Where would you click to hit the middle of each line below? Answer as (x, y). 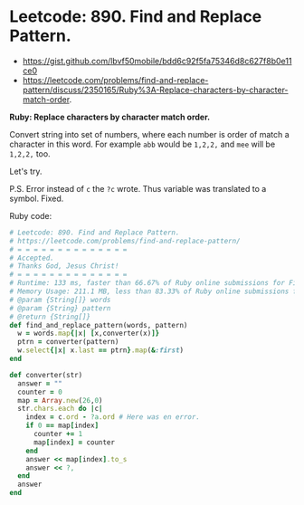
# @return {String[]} (50, 317)
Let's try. (26, 171)
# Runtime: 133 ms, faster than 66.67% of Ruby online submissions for (147, 283)
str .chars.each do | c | (60, 409)
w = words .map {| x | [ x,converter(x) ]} (89, 333)
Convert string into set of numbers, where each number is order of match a (149, 134)
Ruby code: (31, 215)
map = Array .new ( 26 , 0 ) (60, 400)
